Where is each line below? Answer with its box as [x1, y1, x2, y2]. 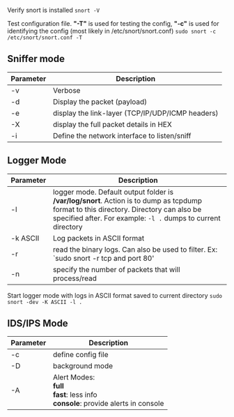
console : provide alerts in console [52, 399, 164, 409]
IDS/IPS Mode [7, 317, 68, 330]
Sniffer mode [7, 53, 65, 65]
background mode [52, 361, 114, 371]
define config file [52, 350, 109, 360]
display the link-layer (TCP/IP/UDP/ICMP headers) [52, 108, 219, 118]
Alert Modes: [52, 372, 95, 382]
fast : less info [52, 390, 97, 400]
